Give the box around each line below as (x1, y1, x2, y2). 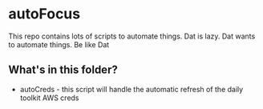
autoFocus (8, 5, 81, 23)
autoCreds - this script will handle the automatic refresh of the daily (19, 84, 244, 94)
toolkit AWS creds (19, 93, 79, 103)
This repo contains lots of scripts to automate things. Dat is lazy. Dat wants (8, 31, 256, 41)
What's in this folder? (8, 63, 118, 77)
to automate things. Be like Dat (8, 39, 110, 49)
